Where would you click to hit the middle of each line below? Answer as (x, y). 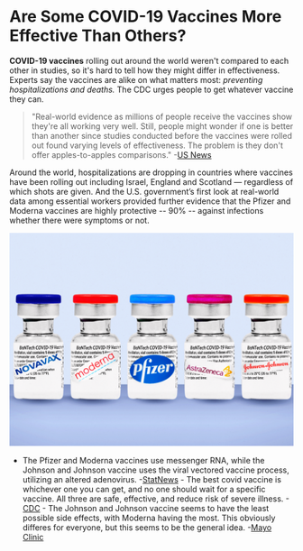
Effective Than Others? (98, 36)
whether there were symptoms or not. (80, 220)
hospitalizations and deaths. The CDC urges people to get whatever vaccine (151, 89)
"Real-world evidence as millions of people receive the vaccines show (162, 116)
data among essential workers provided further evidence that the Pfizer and (150, 201)
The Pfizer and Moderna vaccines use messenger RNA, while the (143, 460)
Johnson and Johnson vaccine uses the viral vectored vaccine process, (156, 470)
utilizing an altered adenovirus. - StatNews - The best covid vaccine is (152, 479)
